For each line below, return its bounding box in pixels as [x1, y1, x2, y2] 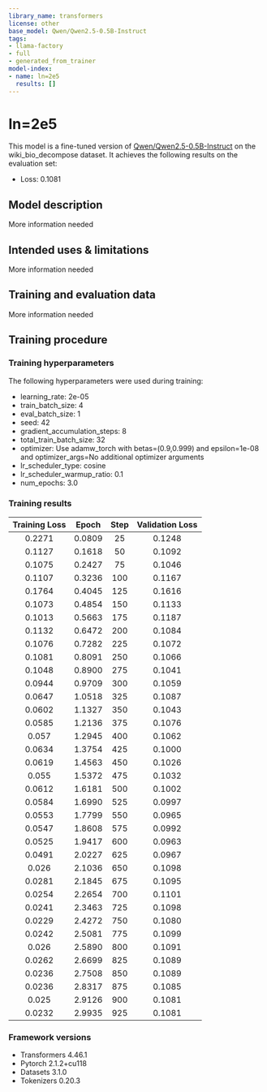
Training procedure [8, 333, 108, 347]
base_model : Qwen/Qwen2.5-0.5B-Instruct [8, 27, 148, 35]
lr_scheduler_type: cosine [19, 460, 106, 471]
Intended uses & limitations [8, 243, 149, 256]
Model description [8, 198, 103, 212]
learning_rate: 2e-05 [19, 391, 89, 402]
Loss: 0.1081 [19, 174, 62, 184]
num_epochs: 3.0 [19, 478, 79, 488]
